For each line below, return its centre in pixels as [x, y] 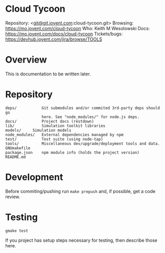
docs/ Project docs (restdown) [50, 121]
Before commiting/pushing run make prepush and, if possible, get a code [80, 191]
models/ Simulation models [38, 130]
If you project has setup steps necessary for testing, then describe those [81, 240]
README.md [16, 157]
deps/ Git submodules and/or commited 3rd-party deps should [82, 108]
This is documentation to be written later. [48, 74]
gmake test [17, 231]
